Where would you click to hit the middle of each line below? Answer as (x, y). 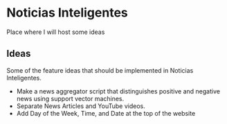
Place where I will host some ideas (56, 32)
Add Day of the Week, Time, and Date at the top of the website (106, 113)
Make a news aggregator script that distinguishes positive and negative (118, 91)
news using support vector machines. (70, 98)
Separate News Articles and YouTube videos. (81, 106)
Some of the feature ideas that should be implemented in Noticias (100, 70)
